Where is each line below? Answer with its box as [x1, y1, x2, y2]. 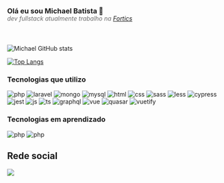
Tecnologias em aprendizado [7, 114, 106, 124]
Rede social [7, 150, 58, 162]
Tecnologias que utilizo [7, 75, 86, 84]
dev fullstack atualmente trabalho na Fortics [7, 14, 133, 23]
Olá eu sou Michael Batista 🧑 [7, 6, 104, 16]
